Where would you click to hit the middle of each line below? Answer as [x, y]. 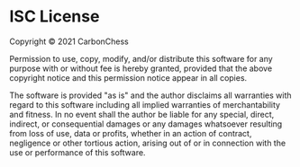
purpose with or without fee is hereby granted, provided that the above [141, 68]
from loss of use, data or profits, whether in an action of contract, [131, 133]
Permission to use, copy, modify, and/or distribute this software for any [141, 58]
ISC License [55, 17]
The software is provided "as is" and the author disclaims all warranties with [150, 95]
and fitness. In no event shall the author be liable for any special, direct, [142, 114]
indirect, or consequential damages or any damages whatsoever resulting [146, 124]
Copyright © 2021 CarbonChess [69, 41]
